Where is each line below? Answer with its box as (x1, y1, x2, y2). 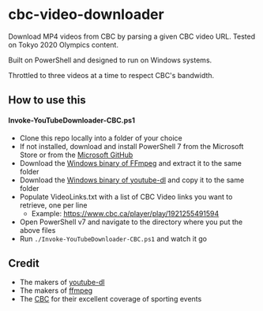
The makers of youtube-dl (19, 278, 105, 287)
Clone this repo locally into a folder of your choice (19, 133, 183, 143)
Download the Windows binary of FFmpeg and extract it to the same (19, 158, 242, 167)
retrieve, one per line (19, 200, 88, 210)
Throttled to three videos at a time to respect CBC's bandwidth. (8, 70, 215, 80)
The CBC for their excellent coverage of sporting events (19, 294, 202, 304)
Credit (8, 257, 39, 270)
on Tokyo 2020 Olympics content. (8, 39, 118, 49)
